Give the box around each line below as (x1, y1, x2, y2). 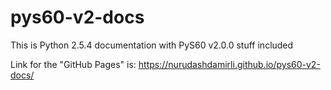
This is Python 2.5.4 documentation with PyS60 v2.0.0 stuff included (10, 39, 294, 51)
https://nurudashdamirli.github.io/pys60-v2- (138, 58, 321, 70)
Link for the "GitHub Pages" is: (10, 58, 137, 70)
